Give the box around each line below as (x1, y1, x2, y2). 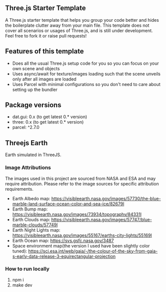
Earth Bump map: (12, 206, 48, 212)
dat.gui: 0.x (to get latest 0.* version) (12, 114, 87, 120)
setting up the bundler (12, 86, 58, 92)
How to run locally (5, 265, 50, 272)
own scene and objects (12, 65, 60, 71)
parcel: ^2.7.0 (12, 125, 40, 130)
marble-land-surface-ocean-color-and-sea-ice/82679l (12, 201, 124, 207)
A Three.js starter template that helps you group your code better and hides (5, 17, 159, 23)
